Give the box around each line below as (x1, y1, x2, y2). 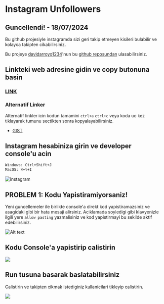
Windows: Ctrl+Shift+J (5, 162, 52, 168)
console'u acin (5, 150, 52, 158)
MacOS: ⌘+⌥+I (5, 167, 32, 172)
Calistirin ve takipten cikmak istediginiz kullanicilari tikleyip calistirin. (5, 284, 143, 290)
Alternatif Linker (5, 101, 45, 108)
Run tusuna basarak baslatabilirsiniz (5, 271, 120, 279)
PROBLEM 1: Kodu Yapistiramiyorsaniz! (5, 191, 128, 199)
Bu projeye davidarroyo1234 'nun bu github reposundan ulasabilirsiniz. (5, 51, 147, 57)
